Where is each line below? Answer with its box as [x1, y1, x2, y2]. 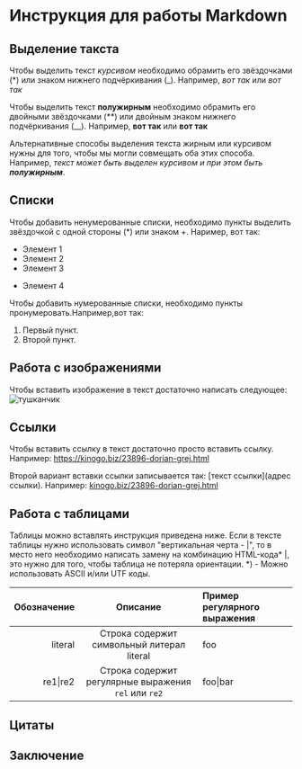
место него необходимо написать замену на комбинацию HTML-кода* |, [9, 550, 290, 560]
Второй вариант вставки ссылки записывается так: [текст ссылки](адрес [9, 470, 291, 481]
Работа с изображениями [9, 361, 162, 376]
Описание [115, 601, 162, 613]
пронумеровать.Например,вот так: [9, 307, 145, 317]
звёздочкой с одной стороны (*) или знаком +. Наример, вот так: [9, 226, 261, 237]
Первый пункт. [22, 325, 79, 335]
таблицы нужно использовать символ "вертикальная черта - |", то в [9, 540, 272, 550]
